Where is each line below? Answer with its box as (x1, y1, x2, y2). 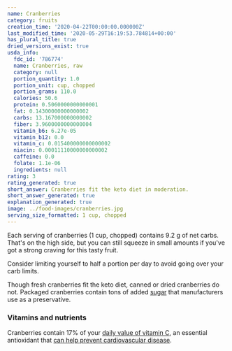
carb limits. (7, 266, 40, 275)
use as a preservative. (7, 295, 71, 303)
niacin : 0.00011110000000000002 (13, 147, 108, 154)
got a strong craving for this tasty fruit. (7, 245, 119, 254)
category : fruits (7, 17, 58, 24)
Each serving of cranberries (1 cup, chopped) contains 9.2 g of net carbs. (7, 231, 219, 239)
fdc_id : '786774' (13, 56, 64, 63)
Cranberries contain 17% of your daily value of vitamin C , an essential (7, 329, 208, 337)
